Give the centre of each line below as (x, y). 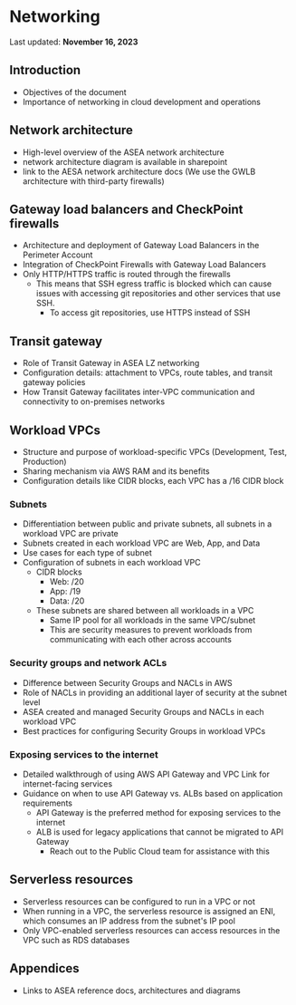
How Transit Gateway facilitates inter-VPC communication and (138, 392)
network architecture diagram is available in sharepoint (125, 161)
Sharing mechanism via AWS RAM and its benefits (116, 471)
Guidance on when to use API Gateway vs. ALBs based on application (153, 793)
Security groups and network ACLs (88, 663)
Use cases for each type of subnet (87, 553)
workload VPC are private (71, 534)
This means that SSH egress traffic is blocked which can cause (154, 284)
